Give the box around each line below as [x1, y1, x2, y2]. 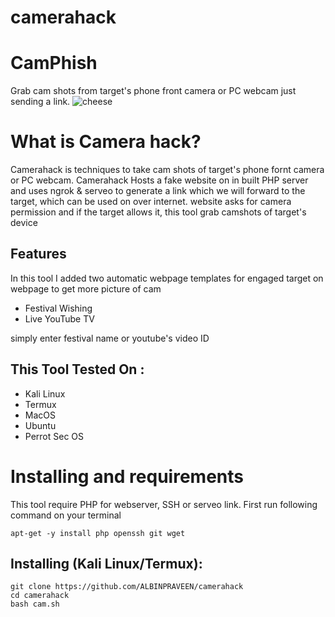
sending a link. [10, 96, 71, 108]
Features [10, 246, 67, 263]
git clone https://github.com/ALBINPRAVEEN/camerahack [10, 582, 244, 592]
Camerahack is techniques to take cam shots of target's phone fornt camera [10, 164, 325, 176]
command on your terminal [10, 509, 122, 521]
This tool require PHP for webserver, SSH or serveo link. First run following [10, 498, 318, 510]
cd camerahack [10, 591, 70, 601]
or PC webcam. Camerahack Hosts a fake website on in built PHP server [10, 174, 309, 186]
